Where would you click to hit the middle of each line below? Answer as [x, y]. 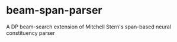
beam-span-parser [54, 10]
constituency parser [30, 33]
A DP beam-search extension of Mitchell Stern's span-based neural [89, 27]
